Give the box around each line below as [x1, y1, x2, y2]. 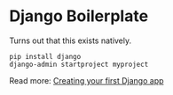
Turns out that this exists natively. [9, 35, 132, 46]
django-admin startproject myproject [9, 60, 149, 69]
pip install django [9, 52, 82, 61]
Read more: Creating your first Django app [9, 75, 164, 85]
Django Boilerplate [9, 6, 149, 26]
